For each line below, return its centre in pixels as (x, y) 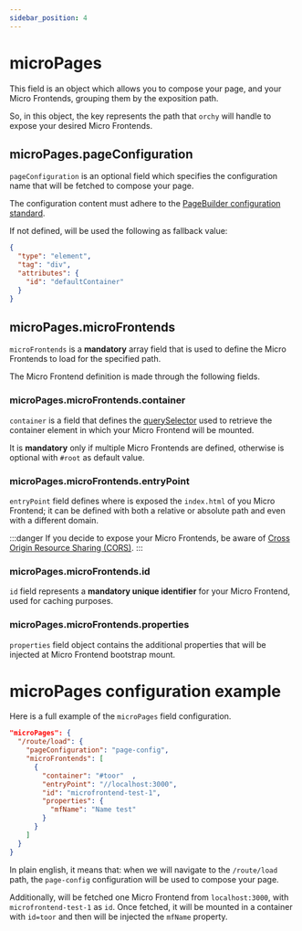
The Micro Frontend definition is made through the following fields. (135, 376)
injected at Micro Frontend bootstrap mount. (93, 654)
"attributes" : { (48, 273)
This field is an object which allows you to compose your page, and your (146, 89)
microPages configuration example (145, 691)
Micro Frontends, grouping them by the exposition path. (114, 98)
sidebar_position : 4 (49, 18)
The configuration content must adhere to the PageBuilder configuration (145, 204)
